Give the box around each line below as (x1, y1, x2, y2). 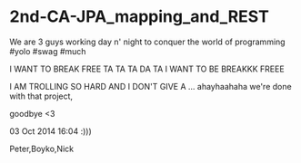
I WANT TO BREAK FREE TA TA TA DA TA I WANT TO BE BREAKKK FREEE (9, 63, 285, 74)
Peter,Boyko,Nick (9, 143, 75, 154)
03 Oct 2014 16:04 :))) (9, 125, 93, 137)
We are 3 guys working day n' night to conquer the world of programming (9, 36, 286, 47)
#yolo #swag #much (9, 45, 86, 56)
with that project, (9, 91, 74, 101)
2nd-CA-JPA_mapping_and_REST (9, 6, 270, 27)
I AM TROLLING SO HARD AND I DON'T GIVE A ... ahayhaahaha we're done (9, 81, 293, 91)
